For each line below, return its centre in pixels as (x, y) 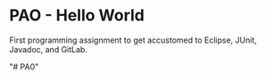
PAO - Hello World (77, 16)
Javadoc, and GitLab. (48, 49)
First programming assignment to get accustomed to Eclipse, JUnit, (133, 40)
